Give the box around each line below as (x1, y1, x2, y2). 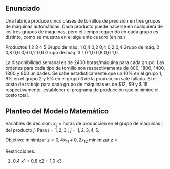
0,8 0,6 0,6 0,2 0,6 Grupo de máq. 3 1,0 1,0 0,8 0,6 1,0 (5, 49, 118, 55)
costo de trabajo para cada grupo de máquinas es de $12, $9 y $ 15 (5, 81, 148, 87)
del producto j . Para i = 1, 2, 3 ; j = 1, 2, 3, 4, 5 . (5, 127, 100, 133)
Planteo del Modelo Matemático (5, 107, 109, 116)
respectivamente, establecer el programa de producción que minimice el (5, 87, 159, 93)
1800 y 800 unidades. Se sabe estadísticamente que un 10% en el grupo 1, (5, 70, 163, 76)
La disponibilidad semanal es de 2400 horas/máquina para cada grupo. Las (5, 59, 165, 66)
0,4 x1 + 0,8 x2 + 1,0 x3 (12, 158, 62, 164)
